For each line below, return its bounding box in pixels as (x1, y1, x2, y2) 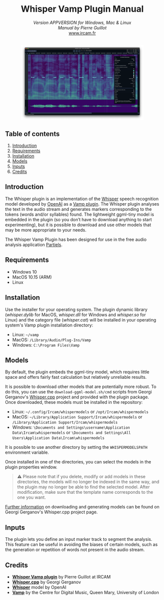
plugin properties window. (5, 464, 58, 470)
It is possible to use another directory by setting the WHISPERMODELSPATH (5, 444, 148, 450)
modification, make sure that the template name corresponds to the (17, 489, 153, 495)
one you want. (17, 494, 46, 500)
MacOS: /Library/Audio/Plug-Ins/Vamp (12, 337, 92, 343)
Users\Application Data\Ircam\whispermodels (12, 436, 105, 441)
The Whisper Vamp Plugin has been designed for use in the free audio (5, 236, 147, 242)
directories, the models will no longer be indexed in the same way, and (17, 479, 160, 485)
